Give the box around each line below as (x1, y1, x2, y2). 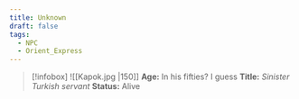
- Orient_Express (17, 47, 83, 56)
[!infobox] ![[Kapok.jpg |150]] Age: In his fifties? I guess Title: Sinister (31, 71, 290, 82)
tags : (9, 30, 30, 39)
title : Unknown (9, 13, 67, 22)
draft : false (9, 22, 59, 31)
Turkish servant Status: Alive (31, 81, 141, 92)
